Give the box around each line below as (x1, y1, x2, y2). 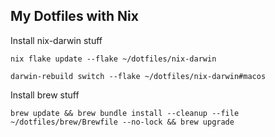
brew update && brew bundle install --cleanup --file (10, 108, 240, 118)
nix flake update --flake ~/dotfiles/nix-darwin (10, 54, 217, 64)
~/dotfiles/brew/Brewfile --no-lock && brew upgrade (10, 117, 235, 127)
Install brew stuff (10, 89, 80, 101)
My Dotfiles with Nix (10, 8, 139, 25)
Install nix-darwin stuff (10, 34, 103, 46)
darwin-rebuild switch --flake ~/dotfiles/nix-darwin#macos (10, 71, 267, 81)
